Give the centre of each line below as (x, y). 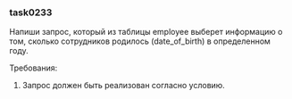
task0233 (31, 12)
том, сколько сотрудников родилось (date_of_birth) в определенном (140, 41)
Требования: (33, 68)
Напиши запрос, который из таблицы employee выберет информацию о (146, 32)
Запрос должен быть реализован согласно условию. (123, 86)
